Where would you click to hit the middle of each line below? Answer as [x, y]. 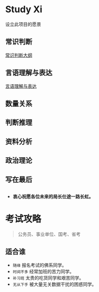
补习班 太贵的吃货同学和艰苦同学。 [48, 278]
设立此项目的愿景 [23, 24]
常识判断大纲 [19, 55]
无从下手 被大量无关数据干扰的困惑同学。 [55, 284]
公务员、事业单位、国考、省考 [49, 234]
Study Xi [24, 9]
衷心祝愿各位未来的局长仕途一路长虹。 [53, 196]
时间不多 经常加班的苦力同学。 [43, 271]
